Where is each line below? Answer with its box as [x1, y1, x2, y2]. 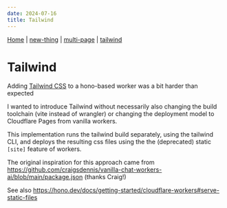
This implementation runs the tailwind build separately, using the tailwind [7, 130, 214, 139]
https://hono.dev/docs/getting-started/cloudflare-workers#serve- [33, 186, 220, 194]
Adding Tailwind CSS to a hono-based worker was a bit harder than [7, 82, 198, 90]
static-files [7, 194, 38, 202]
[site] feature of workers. [7, 145, 82, 153]
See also [7, 186, 32, 194]
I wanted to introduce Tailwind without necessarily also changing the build [7, 102, 217, 111]
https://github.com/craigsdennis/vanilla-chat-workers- [7, 165, 162, 174]
